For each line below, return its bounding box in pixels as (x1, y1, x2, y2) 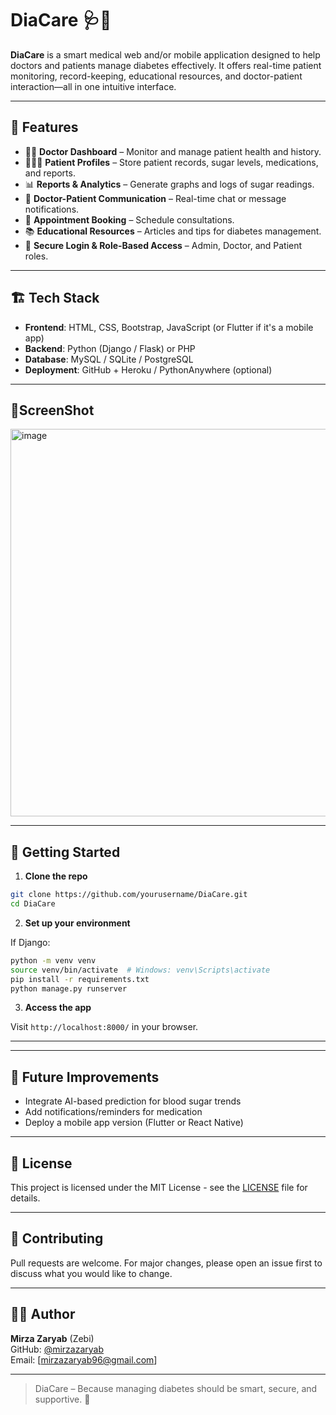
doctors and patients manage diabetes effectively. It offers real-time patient (10, 59, 322, 71)
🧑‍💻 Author (10, 1306, 76, 1323)
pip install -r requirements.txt (10, 974, 150, 984)
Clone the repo (24, 870, 88, 882)
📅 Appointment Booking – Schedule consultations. (24, 213, 235, 226)
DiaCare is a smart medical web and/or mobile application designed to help (10, 48, 321, 61)
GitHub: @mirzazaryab (10, 1343, 105, 1355)
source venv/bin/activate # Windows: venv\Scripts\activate (10, 965, 271, 975)
